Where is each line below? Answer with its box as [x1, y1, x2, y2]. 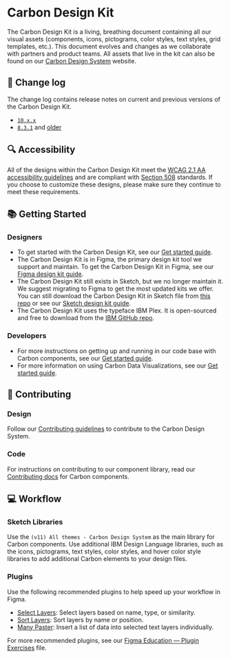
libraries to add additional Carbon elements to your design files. [7, 555, 187, 563]
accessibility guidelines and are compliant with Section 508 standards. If [7, 173, 213, 181]
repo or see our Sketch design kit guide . [17, 299, 132, 308]
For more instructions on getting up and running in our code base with [17, 346, 216, 355]
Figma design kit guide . [17, 270, 84, 278]
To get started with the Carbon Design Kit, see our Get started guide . [17, 248, 213, 256]
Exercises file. [7, 644, 47, 652]
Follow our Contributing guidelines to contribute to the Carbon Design [7, 425, 205, 433]
